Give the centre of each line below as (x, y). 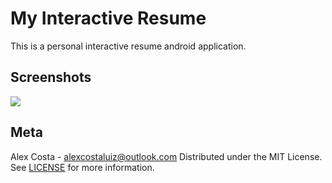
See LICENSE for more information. (82, 167)
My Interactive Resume (108, 18)
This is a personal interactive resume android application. (128, 46)
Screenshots (51, 77)
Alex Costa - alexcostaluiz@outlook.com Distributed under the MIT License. (166, 156)
